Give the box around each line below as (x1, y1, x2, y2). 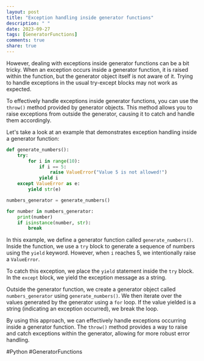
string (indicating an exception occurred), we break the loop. (6, 305, 159, 312)
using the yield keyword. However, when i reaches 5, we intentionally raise (6, 249, 196, 256)
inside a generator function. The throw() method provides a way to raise (6, 323, 188, 331)
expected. (6, 85, 32, 93)
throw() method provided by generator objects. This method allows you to (6, 103, 193, 111)
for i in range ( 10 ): (28, 158, 80, 164)
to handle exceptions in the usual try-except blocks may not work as (6, 79, 178, 86)
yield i (38, 175, 59, 181)
